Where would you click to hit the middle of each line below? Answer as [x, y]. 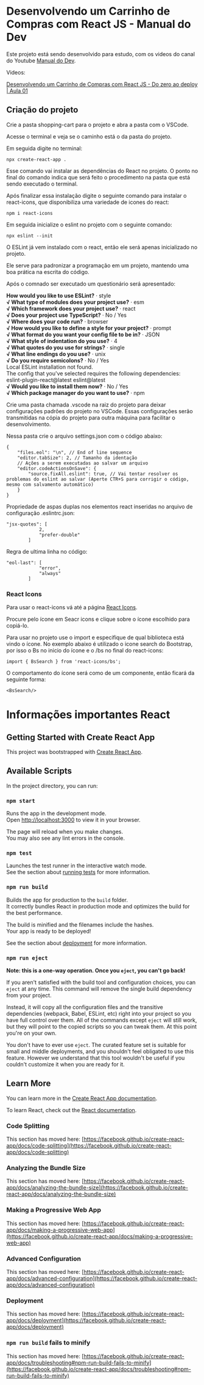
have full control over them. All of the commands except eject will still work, [102, 1020]
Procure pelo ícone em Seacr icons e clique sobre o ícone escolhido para [98, 619]
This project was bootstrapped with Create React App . [75, 752]
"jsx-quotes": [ [27, 524]
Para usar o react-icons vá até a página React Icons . [72, 607]
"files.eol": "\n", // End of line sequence [75, 452]
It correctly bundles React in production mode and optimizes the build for [98, 906]
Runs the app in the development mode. [56, 814]
